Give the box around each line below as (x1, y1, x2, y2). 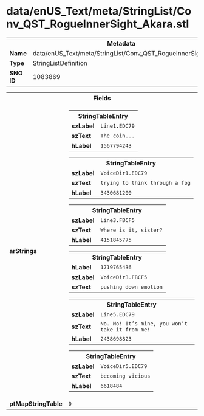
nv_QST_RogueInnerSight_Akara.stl (6, 17, 189, 31)
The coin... (100, 132, 135, 139)
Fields (93, 94, 111, 102)
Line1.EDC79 (100, 122, 135, 129)
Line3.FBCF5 (100, 217, 135, 223)
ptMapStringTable (9, 400, 63, 408)
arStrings (9, 246, 38, 255)
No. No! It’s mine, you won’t (100, 320, 188, 327)
